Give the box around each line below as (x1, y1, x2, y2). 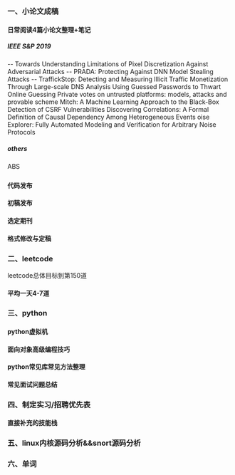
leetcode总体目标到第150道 (7, 271, 88, 279)
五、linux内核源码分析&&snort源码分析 (7, 438, 141, 448)
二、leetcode (7, 254, 53, 263)
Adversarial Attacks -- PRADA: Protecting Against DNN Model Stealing (7, 68, 214, 76)
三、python (7, 308, 48, 318)
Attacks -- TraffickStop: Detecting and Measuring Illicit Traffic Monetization (7, 75, 229, 83)
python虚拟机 (7, 328, 48, 336)
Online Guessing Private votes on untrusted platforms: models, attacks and (7, 90, 227, 99)
